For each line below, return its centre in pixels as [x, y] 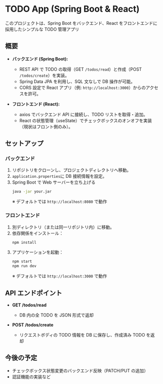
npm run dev [24, 266]
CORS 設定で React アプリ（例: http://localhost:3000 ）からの [82, 87]
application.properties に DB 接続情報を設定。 [59, 176]
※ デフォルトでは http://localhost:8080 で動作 [59, 202]
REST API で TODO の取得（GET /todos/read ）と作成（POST [81, 69]
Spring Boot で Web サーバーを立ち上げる [54, 182]
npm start [22, 262]
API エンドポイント [34, 293]
